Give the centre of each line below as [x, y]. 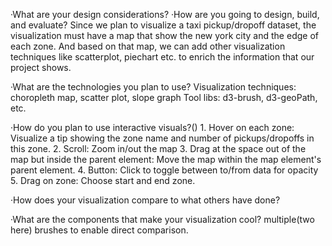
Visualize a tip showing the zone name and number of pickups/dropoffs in [162, 138]
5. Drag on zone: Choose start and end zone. [103, 180]
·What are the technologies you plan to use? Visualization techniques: [153, 87]
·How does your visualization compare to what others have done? [145, 200]
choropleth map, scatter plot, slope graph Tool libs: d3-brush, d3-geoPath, [164, 97]
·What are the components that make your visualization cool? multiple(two [162, 219]
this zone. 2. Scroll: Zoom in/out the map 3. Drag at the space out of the [158, 148]
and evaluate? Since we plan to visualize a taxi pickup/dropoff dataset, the [163, 25]
